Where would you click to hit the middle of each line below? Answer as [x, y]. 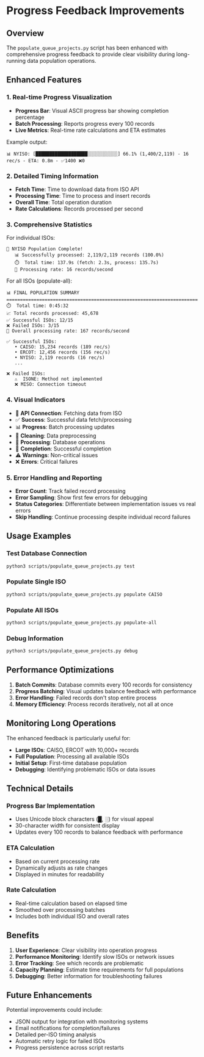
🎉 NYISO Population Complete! [45, 249]
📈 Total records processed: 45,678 [53, 314]
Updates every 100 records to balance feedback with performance [99, 832]
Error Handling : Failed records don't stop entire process [86, 698]
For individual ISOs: [31, 238]
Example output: [27, 142]
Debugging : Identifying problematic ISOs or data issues [85, 769]
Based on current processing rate [57, 861]
